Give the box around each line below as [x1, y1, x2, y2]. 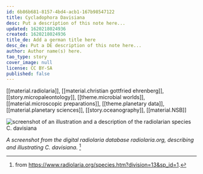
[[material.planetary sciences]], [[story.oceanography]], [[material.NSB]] [6, 106, 187, 114]
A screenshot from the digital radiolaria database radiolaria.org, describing [6, 137, 195, 144]
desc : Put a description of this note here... [6, 20, 126, 26]
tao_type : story [6, 54, 47, 60]
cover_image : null [6, 59, 53, 65]
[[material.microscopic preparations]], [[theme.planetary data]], [6, 100, 165, 108]
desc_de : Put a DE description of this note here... [6, 43, 142, 49]
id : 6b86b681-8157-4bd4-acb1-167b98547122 [6, 8, 115, 15]
